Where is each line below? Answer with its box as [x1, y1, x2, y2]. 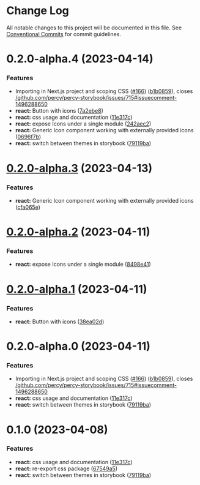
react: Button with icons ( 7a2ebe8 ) [15, 107, 104, 115]
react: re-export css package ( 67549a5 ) [15, 465, 118, 472]
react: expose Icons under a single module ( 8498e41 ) [15, 261, 151, 268]
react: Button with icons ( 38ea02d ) [15, 318, 105, 325]
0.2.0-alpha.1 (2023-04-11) [6, 282, 147, 296]
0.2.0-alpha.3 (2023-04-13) [6, 161, 153, 175]
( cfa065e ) [15, 203, 41, 211]
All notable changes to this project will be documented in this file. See [6, 24, 182, 31]
